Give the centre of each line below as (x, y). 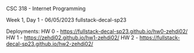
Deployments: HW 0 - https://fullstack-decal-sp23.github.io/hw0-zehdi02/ (97, 31)
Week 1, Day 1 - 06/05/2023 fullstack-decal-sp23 (66, 20)
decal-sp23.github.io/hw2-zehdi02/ (50, 44)
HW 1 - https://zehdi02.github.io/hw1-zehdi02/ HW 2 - (72, 37)
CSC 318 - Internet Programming (46, 9)
